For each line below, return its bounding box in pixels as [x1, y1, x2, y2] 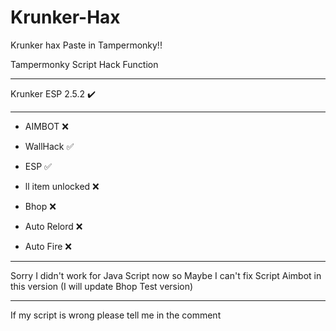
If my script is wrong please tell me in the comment [10, 309, 222, 321]
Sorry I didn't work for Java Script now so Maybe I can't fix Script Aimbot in [10, 269, 322, 281]
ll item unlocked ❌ [24, 180, 100, 192]
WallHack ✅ [24, 140, 75, 152]
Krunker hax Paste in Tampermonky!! [10, 39, 163, 51]
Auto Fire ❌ [24, 240, 72, 252]
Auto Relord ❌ [24, 220, 83, 232]
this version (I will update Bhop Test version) [10, 280, 194, 292]
